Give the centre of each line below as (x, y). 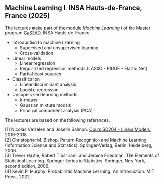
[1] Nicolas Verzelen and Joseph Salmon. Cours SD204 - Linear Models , (78, 129)
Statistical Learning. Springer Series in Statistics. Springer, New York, (75, 161)
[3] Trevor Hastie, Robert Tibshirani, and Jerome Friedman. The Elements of (82, 155)
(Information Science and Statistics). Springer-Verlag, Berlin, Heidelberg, (79, 145)
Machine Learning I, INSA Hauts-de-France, (74, 8)
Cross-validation (36, 53)
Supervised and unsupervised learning (59, 47)
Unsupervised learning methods (45, 94)
